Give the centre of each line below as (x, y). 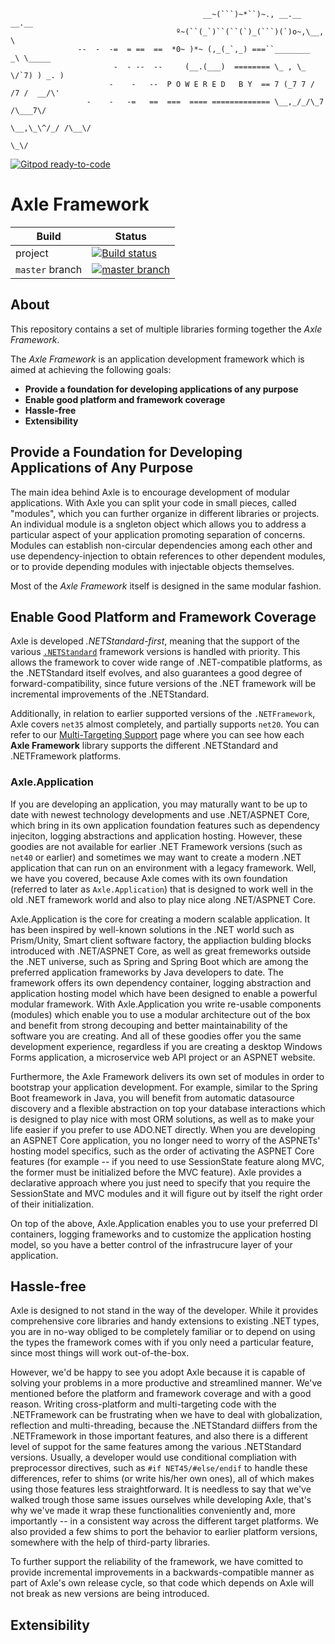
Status (131, 236)
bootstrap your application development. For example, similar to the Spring (164, 1087)
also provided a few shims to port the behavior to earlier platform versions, (164, 1532)
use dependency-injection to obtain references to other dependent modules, (168, 556)
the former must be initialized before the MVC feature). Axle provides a (156, 1172)
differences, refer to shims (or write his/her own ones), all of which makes (162, 1479)
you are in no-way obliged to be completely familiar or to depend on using (163, 1332)
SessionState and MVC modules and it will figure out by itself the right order (166, 1193)
